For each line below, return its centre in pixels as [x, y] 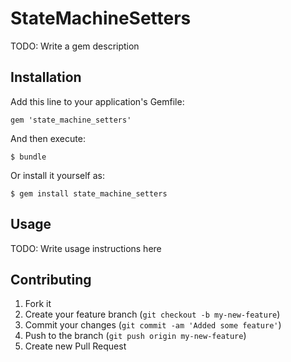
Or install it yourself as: [57, 175]
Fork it [38, 304]
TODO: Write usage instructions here [86, 248]
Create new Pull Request [75, 346]
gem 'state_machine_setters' [71, 120]
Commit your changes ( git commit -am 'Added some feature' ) [153, 325]
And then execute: [48, 138]
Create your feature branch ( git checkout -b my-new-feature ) [152, 314]
